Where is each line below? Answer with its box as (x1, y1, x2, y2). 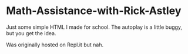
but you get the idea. (6, 29, 56, 36)
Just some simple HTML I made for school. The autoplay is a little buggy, (6, 23, 183, 31)
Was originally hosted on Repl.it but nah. (6, 41, 104, 48)
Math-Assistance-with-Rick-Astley (6, 4, 182, 18)
